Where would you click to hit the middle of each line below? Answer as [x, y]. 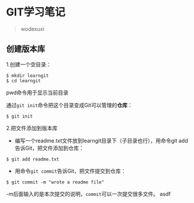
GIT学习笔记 [36, 12]
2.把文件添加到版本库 [32, 128]
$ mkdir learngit [28, 75]
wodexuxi [32, 29]
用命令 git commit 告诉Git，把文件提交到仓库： [70, 171]
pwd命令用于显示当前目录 [38, 92]
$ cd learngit [24, 80]
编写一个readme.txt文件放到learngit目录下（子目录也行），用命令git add [101, 140]
